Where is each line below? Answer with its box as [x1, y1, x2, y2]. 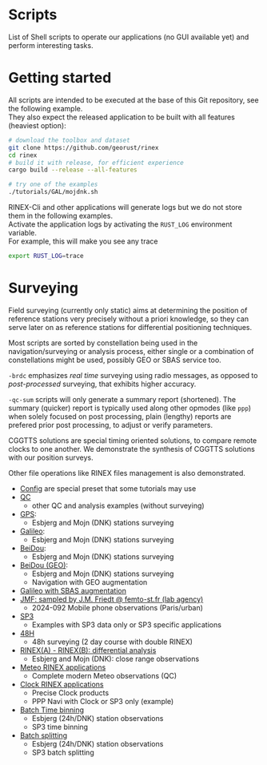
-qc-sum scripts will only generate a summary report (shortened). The [8, 394, 237, 404]
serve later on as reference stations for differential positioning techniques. [8, 322, 253, 332]
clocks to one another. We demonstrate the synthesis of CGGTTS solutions [8, 444, 256, 453]
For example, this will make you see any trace [8, 236, 158, 246]
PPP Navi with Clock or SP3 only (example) [31, 696, 174, 706]
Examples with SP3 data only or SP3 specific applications [31, 619, 222, 630]
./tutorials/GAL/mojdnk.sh [8, 188, 98, 196]
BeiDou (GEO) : [19, 560, 69, 570]
